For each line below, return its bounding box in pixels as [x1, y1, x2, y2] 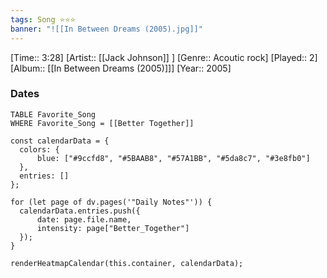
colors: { [19, 144, 60, 155]
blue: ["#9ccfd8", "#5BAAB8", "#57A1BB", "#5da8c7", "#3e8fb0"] [36, 153, 311, 163]
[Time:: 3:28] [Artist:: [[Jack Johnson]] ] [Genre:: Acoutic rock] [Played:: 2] [10, 51, 318, 63]
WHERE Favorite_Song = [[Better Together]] [10, 118, 195, 128]
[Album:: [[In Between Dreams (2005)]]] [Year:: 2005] [10, 62, 232, 74]
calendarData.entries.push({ [19, 206, 141, 216]
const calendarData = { [10, 136, 110, 146]
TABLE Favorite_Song [10, 109, 97, 120]
